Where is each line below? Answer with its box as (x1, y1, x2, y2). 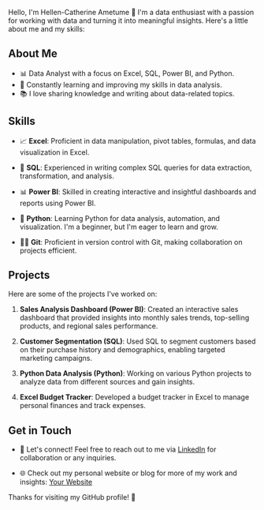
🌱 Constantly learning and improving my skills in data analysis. (19, 80, 222, 89)
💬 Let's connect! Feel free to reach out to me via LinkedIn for (19, 444, 217, 454)
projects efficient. (19, 246, 77, 255)
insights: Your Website (19, 478, 93, 487)
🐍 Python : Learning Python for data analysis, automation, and (19, 213, 221, 223)
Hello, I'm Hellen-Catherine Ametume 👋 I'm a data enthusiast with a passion (8, 8, 255, 17)
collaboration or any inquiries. (19, 453, 117, 463)
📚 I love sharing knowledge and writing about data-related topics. (19, 88, 235, 98)
